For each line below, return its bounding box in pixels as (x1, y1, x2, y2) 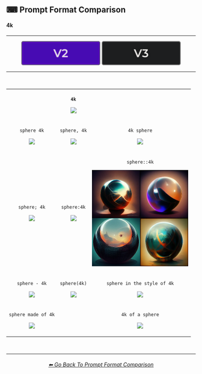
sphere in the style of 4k (106, 280, 174, 286)
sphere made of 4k (8, 312, 55, 318)
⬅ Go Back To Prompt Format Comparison (48, 361, 154, 369)
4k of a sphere (121, 312, 159, 318)
